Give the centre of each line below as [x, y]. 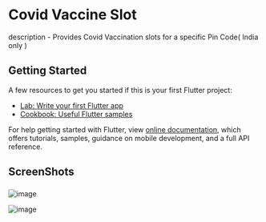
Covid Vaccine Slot [73, 15]
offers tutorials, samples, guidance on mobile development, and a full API [129, 138]
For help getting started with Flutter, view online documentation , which [125, 129]
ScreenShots [41, 172]
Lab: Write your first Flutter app [72, 105]
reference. [25, 147]
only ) [18, 45]
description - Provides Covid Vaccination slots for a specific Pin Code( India [133, 37]
